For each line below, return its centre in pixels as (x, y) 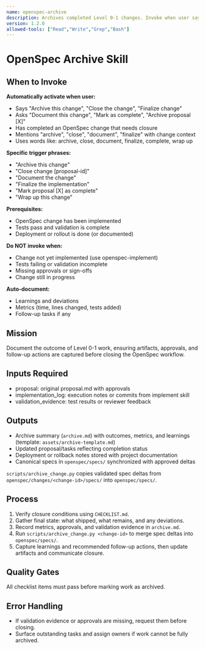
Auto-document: (28, 289)
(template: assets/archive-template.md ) (65, 442)
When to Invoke (37, 82)
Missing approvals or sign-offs (54, 271)
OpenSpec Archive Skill (67, 59)
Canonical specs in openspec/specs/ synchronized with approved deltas (105, 461)
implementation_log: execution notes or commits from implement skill (103, 395)
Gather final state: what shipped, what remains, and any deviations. (100, 520)
